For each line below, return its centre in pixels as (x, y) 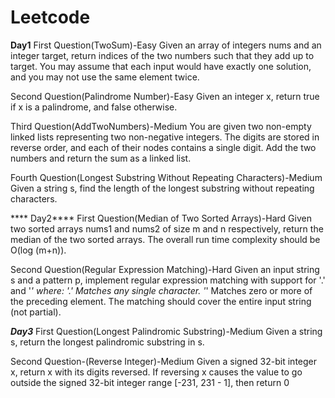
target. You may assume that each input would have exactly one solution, (161, 66)
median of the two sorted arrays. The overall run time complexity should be (165, 239)
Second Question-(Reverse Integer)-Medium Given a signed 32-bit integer (163, 361)
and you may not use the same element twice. (105, 77)
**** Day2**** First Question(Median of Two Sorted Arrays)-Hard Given (161, 218)
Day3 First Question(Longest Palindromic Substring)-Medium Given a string (166, 331)
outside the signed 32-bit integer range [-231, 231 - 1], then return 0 (150, 382)
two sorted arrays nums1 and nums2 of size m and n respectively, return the (167, 228)
